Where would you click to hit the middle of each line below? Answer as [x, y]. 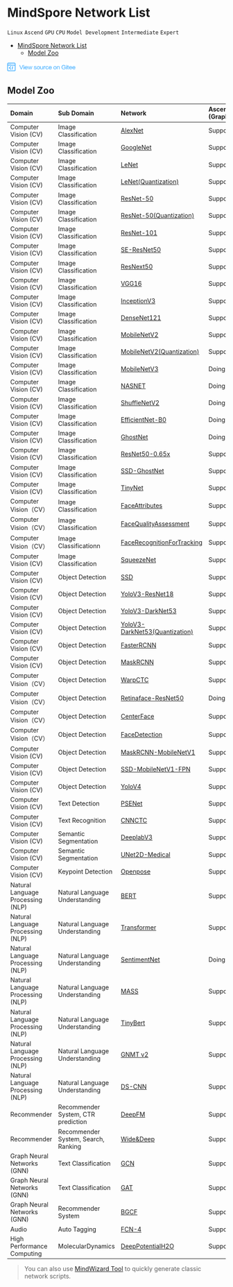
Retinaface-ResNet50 [153, 698]
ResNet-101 [139, 232]
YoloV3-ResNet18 [147, 594]
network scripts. [48, 1276]
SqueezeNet [139, 560]
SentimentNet [141, 960]
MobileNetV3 [140, 368]
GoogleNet [136, 148]
